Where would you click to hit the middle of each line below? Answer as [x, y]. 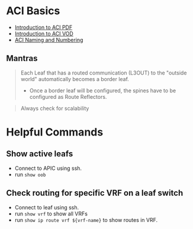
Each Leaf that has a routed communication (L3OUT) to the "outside [104, 73]
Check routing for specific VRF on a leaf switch [95, 193]
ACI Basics [33, 11]
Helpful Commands [55, 132]
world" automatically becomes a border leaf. [75, 79]
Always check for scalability [55, 108]
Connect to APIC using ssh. [48, 168]
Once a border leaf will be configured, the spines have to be [103, 91]
